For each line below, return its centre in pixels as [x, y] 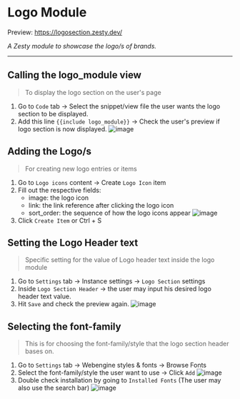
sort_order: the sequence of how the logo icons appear [109, 213]
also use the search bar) [54, 388]
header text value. [44, 296]
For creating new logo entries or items [81, 168]
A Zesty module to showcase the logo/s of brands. [82, 46]
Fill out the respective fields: [59, 190]
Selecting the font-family [64, 327]
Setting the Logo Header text [73, 242]
